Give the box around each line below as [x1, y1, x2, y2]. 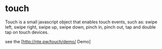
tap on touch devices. [5, 29, 49, 35]
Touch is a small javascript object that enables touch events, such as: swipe [5, 19, 158, 25]
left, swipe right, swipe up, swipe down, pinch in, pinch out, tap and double [5, 24, 156, 30]
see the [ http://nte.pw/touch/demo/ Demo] [5, 38, 91, 44]
